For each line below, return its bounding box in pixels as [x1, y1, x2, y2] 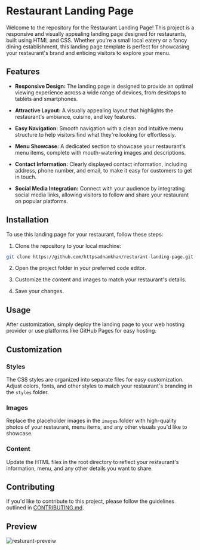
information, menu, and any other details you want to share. [6, 465, 153, 472]
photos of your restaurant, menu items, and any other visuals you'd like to [6, 423, 187, 431]
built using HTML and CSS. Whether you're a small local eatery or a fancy [6, 36, 187, 44]
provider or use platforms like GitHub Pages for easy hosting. [6, 327, 157, 334]
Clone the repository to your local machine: [14, 242, 121, 249]
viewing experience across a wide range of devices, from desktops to [14, 88, 187, 96]
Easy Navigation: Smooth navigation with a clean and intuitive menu [14, 124, 184, 132]
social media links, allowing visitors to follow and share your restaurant [14, 191, 189, 198]
